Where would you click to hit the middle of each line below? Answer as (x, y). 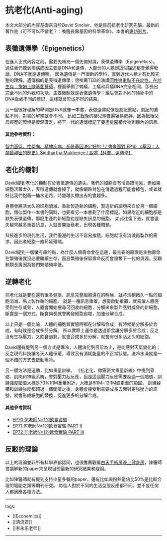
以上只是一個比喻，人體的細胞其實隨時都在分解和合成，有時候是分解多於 (79, 324)
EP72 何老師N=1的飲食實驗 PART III (48, 432)
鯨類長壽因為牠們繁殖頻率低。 (36, 265)
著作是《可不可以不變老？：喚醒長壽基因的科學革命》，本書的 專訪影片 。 (78, 31)
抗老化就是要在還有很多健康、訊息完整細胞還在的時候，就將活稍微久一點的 (81, 294)
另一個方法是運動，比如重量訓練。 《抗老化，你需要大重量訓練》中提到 (78, 370)
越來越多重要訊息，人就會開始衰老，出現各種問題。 (62, 225)
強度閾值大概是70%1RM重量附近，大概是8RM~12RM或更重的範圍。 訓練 (83, 383)
